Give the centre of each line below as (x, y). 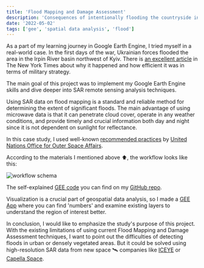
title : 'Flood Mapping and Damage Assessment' (66, 12)
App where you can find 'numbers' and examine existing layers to (88, 206)
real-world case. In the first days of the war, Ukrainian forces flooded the (97, 53)
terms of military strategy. (39, 72)
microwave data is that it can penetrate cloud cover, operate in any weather (101, 115)
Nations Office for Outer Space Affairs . (55, 146)
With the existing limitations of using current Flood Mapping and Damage (98, 230)
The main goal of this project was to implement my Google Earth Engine (96, 84)
